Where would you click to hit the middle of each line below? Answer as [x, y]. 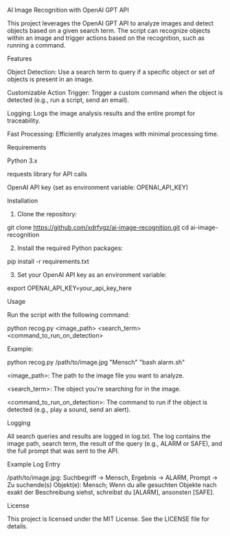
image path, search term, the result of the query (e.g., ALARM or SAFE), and [115, 443]
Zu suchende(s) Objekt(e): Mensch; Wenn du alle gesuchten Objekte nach [112, 485]
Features [20, 59]
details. [18, 526]
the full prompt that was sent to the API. [63, 451]
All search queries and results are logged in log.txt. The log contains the [109, 436]
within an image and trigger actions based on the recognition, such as [106, 38]
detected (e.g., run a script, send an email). [68, 100]
